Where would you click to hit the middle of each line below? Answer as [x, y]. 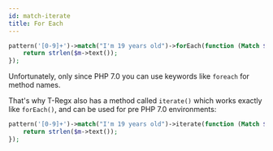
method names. [35, 85]
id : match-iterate [39, 16]
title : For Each [36, 24]
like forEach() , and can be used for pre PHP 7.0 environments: [113, 110]
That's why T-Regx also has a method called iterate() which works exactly [135, 101]
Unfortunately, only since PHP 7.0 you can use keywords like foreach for [129, 76]
